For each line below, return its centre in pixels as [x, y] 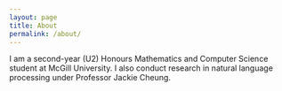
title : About [33, 26]
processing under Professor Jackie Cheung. [90, 78]
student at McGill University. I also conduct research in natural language [141, 68]
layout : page [33, 17]
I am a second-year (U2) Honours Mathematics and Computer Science [139, 59]
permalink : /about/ [45, 34]
